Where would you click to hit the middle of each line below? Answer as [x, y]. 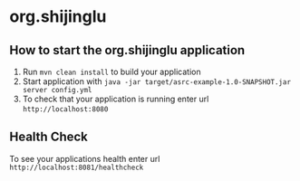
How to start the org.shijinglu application [127, 50]
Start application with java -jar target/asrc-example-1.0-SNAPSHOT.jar [157, 81]
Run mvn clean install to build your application [111, 71]
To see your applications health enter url [85, 158]
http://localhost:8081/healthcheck [77, 167]
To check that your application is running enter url [116, 99]
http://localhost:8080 [65, 110]
